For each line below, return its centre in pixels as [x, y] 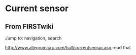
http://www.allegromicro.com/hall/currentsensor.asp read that [68, 47]
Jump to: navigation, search [33, 38]
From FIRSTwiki [29, 27]
